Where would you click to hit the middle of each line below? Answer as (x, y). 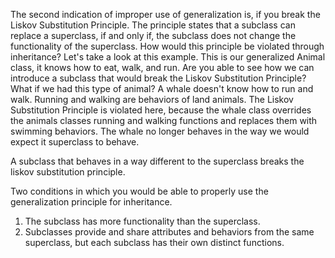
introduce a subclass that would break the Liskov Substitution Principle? (158, 78)
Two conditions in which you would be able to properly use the (139, 191)
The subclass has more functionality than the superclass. (142, 221)
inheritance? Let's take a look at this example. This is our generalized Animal (168, 57)
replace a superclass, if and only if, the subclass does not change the (153, 35)
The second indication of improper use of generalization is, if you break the (165, 14)
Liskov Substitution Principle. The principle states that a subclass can (153, 25)
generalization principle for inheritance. (91, 202)
